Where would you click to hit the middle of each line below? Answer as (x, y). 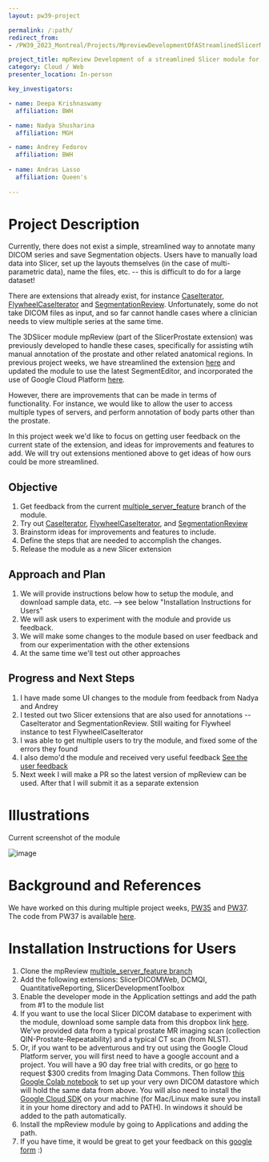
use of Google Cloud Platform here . (67, 380)
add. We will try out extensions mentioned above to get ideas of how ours (130, 453)
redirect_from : (34, 38)
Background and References (105, 885)
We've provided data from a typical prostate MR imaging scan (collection (140, 1030)
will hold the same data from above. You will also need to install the (130, 1090)
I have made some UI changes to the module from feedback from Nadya (139, 698)
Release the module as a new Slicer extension (96, 549)
